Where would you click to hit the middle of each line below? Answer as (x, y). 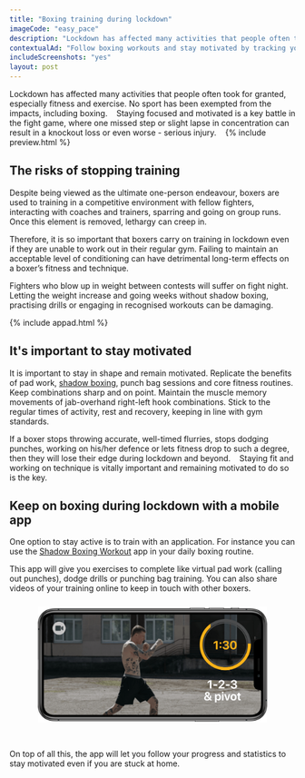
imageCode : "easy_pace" (54, 29)
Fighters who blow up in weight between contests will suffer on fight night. (149, 285)
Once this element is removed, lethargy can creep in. (108, 222)
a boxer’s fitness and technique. (69, 268)
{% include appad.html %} (59, 322)
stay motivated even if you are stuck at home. (94, 763)
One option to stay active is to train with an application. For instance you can (152, 542)
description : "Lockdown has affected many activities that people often (150, 38)
